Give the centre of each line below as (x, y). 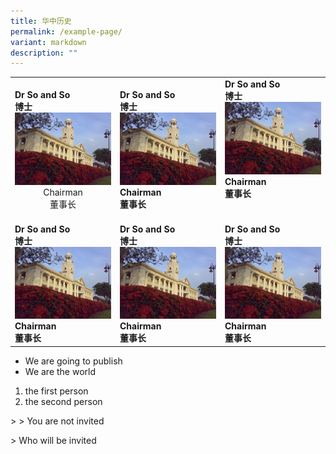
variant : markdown (48, 42)
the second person (63, 401)
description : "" (44, 53)
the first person (56, 391)
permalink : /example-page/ (66, 31)
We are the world (60, 371)
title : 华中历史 (41, 21)
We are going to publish (73, 361)
